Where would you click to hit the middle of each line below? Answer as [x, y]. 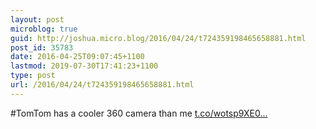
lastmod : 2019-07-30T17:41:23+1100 [84, 66]
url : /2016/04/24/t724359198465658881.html [102, 85]
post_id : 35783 [42, 47]
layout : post [37, 19]
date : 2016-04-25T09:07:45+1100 [77, 57]
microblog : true [44, 29]
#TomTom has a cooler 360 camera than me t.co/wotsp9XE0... [139, 113]
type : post [33, 76]
